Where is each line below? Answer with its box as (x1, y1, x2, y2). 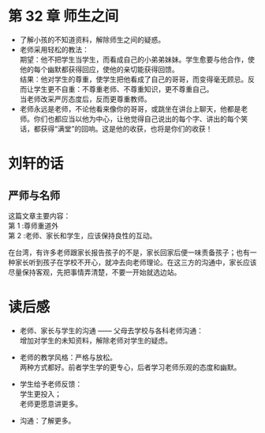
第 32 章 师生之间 (8, 7, 119, 25)
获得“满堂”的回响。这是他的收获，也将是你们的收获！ (40, 123, 213, 133)
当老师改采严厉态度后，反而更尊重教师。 (19, 94, 151, 104)
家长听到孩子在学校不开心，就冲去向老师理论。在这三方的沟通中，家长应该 (14, 257, 257, 267)
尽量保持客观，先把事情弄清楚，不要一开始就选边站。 (8, 267, 181, 277)
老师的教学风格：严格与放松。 (19, 352, 117, 362)
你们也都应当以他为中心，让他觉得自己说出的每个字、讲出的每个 (33, 114, 241, 123)
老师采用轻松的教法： (19, 44, 89, 54)
